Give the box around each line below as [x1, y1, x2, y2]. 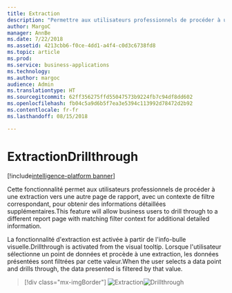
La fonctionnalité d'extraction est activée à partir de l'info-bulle [7, 235, 186, 243]
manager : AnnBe [7, 29, 51, 37]
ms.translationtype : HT [7, 87, 76, 94]
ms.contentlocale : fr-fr [7, 106, 79, 113]
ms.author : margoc [7, 74, 60, 82]
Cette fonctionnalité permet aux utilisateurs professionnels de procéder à [7, 185, 215, 193]
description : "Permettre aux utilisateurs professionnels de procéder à [7, 17, 221, 23]
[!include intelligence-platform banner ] [7, 171, 115, 180]
